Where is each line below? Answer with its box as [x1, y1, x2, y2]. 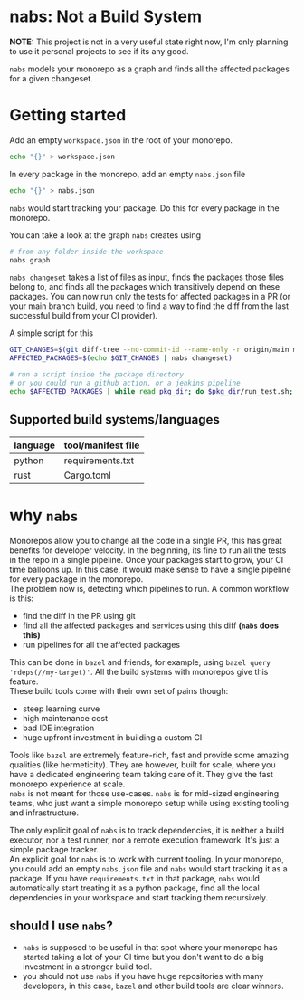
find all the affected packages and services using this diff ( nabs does [22, 620, 279, 631]
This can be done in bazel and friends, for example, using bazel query [9, 656, 271, 667]
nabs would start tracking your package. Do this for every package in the [9, 202, 280, 214]
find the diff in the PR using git [22, 610, 136, 621]
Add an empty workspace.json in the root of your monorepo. [9, 134, 233, 146]
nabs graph [9, 255, 51, 264]
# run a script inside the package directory [9, 370, 184, 379]
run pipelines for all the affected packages [22, 639, 181, 650]
